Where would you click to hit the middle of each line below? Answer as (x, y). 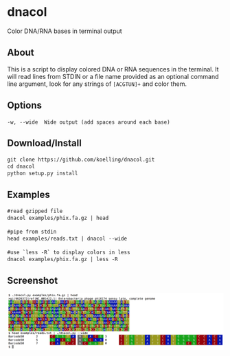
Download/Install (45, 143)
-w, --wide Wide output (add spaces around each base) (89, 122)
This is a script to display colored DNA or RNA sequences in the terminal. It (113, 69)
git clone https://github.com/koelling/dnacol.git (81, 160)
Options (25, 105)
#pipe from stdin (32, 232)
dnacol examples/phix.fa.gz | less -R (62, 259)
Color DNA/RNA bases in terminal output (65, 31)
